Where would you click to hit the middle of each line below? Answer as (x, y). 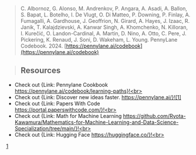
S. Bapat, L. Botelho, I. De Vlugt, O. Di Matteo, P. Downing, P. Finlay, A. (105, 15)
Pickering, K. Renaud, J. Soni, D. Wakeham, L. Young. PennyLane (99, 40)
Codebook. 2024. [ (43, 46)
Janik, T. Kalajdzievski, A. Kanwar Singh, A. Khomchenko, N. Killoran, (104, 27)
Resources (40, 71)
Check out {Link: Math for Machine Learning (68, 116)
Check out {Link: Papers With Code (57, 103)
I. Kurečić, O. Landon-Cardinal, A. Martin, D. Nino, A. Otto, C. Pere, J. (103, 33)
